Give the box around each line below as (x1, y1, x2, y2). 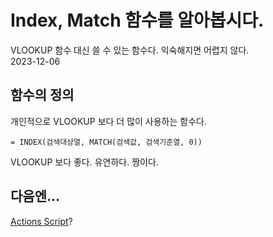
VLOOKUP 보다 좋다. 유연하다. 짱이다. (10, 156, 159, 168)
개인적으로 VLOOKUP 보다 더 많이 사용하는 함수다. (10, 115, 207, 127)
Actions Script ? (10, 215, 73, 227)
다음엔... (10, 188, 61, 205)
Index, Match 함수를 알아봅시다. (10, 9, 265, 32)
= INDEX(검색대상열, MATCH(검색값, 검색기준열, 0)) (10, 137, 203, 147)
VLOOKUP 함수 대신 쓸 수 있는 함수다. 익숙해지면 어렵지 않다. (10, 44, 250, 56)
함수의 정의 (10, 87, 75, 104)
